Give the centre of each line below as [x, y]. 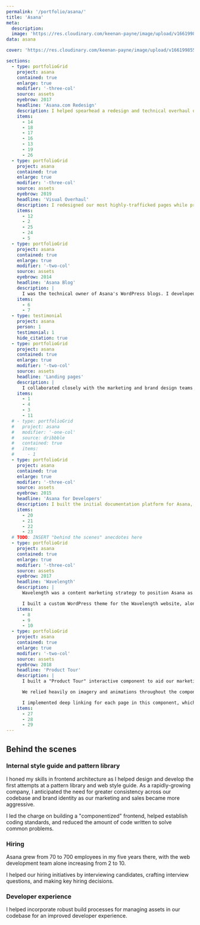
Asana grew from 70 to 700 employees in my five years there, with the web [98, 857]
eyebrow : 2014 [34, 277]
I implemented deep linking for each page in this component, [101, 703]
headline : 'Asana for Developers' [60, 499]
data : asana [21, 39]
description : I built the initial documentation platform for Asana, [105, 504]
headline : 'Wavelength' [46, 582]
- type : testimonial [37, 316]
